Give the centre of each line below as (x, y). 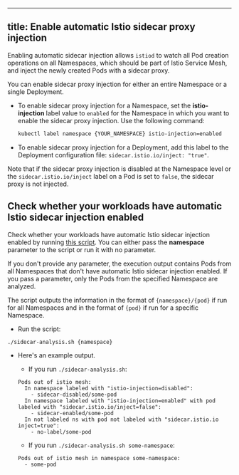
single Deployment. (36, 92)
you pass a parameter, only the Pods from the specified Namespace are (113, 278)
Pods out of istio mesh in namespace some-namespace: (99, 459)
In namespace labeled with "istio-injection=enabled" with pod (120, 401)
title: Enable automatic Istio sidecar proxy (101, 27)
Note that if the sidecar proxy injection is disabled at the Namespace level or (119, 169)
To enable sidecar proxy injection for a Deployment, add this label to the (123, 147)
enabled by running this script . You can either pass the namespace (106, 242)
